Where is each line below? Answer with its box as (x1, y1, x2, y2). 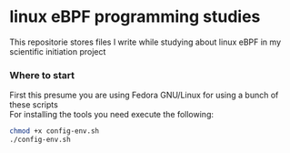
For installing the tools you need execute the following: (9, 109, 215, 120)
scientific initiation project (9, 46, 106, 56)
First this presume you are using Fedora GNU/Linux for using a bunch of (9, 89, 279, 101)
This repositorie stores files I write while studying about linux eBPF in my (9, 36, 282, 47)
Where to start (9, 68, 75, 81)
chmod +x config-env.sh (9, 127, 100, 136)
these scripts (9, 99, 59, 110)
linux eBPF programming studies (9, 6, 261, 27)
